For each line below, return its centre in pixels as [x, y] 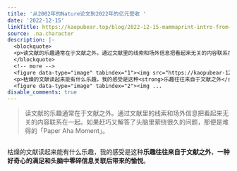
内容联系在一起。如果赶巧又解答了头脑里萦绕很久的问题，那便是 [130, 122]
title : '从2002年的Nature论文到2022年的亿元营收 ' [77, 14]
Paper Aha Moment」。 [76, 131]
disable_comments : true [42, 92]
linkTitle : [23, 27]
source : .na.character [41, 33]
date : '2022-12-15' [36, 20]
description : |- [31, 40]
